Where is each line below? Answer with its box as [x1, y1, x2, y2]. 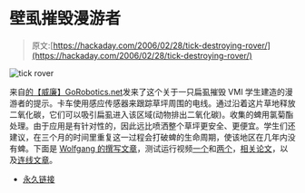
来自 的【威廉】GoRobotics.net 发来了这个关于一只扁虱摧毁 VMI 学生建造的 [9, 86, 286, 97]
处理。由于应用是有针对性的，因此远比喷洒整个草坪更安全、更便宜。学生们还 [9, 120, 296, 131]
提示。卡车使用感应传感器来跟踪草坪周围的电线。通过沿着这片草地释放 [33, 97, 296, 109]
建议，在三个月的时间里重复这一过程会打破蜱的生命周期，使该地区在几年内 [9, 131, 288, 142]
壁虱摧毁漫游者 [9, 8, 122, 29]
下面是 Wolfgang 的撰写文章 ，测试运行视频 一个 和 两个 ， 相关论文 [33, 142, 272, 154]
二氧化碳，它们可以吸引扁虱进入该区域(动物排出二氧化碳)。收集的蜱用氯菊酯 [9, 109, 294, 120]
